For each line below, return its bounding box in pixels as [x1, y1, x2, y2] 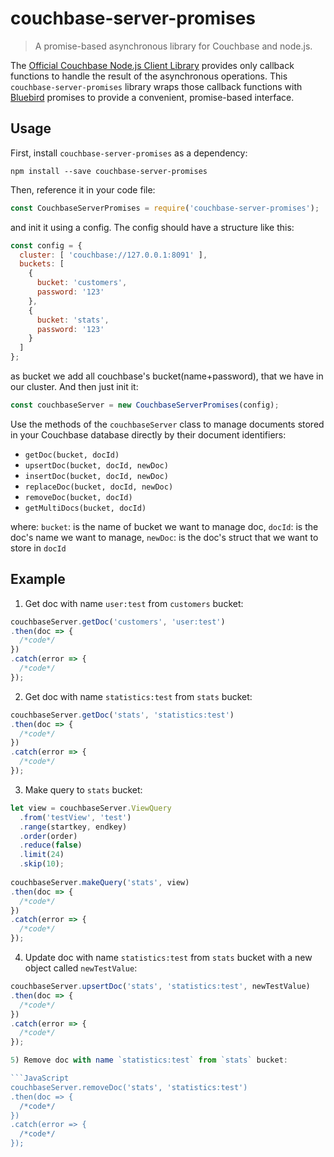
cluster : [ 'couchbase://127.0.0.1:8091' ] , [19, 250, 208, 260]
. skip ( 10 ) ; [19, 859, 65, 869]
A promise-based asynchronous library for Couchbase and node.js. [34, 40, 313, 52]
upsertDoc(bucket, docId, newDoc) [24, 460, 169, 471]
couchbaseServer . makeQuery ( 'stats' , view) [10, 877, 190, 887]
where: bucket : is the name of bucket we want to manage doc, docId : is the [10, 520, 319, 532]
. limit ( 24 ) [19, 850, 65, 860]
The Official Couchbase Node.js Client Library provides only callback [10, 59, 295, 71]
